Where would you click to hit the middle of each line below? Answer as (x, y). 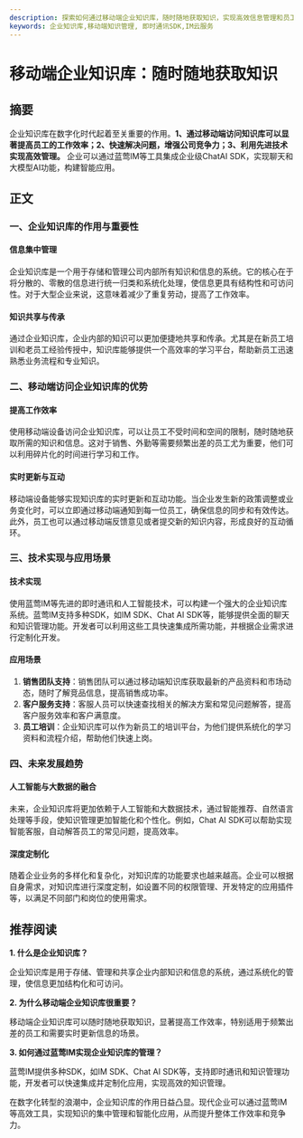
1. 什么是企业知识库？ (49, 953)
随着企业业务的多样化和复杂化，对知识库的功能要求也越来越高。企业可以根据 (151, 876)
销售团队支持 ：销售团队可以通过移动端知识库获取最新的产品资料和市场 (153, 681)
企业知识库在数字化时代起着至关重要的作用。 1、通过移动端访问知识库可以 (146, 133)
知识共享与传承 (37, 317)
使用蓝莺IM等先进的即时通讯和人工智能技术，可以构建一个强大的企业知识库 (148, 603)
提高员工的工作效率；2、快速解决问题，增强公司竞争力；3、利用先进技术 (152, 145)
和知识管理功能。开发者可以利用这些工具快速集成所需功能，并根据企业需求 (147, 626)
